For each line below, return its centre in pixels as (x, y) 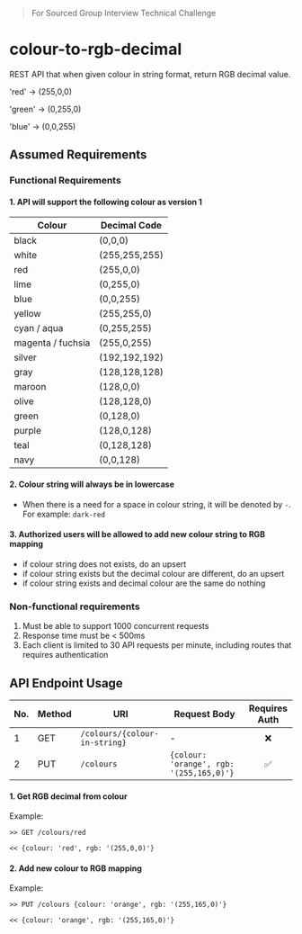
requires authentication (65, 655)
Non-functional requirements (75, 606)
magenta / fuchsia (52, 343)
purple (28, 431)
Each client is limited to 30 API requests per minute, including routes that (157, 645)
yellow (28, 314)
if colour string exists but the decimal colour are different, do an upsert (153, 573)
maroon (30, 387)
